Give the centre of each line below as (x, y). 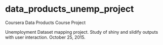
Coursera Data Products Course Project (45, 22)
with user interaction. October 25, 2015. (45, 37)
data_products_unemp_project (70, 9)
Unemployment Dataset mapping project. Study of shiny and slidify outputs (81, 32)
